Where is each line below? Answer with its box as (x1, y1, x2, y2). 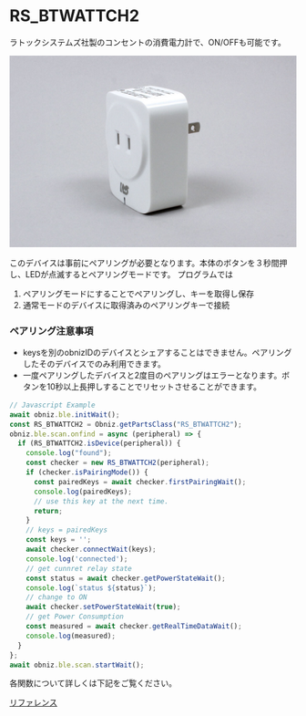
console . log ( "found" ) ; (25, 449, 112, 458)
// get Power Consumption (25, 612, 125, 621)
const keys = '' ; (25, 535, 92, 545)
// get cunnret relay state (25, 564, 132, 573)
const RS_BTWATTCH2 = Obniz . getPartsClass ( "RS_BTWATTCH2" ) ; (9, 420, 243, 429)
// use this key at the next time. (33, 496, 169, 506)
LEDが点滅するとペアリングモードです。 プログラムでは (25, 268, 234, 279)
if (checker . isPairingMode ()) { (25, 468, 148, 477)
